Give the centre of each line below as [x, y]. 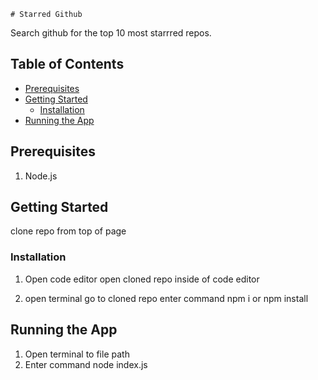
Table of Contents [67, 64]
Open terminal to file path [77, 354]
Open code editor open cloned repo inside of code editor [142, 279]
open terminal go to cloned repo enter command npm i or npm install [166, 298]
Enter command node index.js [86, 364]
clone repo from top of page [68, 231]
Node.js [41, 176]
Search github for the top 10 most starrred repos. [111, 33]
